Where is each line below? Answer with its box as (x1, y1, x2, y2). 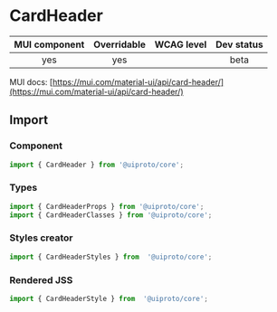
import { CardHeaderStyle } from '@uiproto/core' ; (9, 295, 208, 304)
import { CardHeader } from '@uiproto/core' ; (9, 160, 184, 169)
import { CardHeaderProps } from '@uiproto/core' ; (9, 202, 205, 211)
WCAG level (154, 38, 207, 51)
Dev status (215, 38, 264, 51)
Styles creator (9, 232, 73, 244)
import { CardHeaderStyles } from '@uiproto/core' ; (9, 252, 213, 261)
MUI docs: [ (9, 76, 53, 87)
